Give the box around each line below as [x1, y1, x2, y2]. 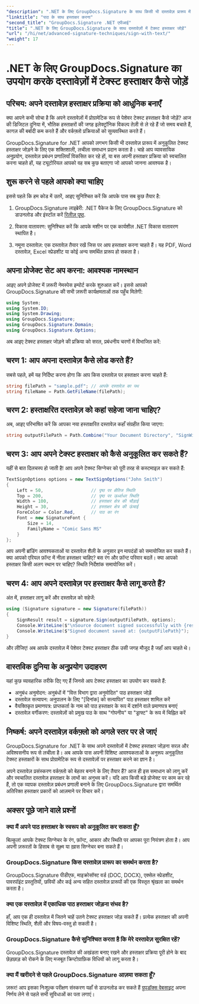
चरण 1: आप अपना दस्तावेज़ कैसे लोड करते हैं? [6, 356, 134, 366]
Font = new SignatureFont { [17, 515, 86, 521]
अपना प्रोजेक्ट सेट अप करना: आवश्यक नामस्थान [6, 266, 138, 276]
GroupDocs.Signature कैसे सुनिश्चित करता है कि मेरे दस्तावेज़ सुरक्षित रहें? [6, 935, 181, 944]
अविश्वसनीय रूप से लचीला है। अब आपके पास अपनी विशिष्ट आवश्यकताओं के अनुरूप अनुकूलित [6, 749, 184, 757]
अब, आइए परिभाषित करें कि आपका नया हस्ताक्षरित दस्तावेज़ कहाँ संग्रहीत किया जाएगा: [6, 421, 164, 428]
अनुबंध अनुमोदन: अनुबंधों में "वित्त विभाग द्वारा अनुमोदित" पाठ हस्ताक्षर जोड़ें [14, 689, 152, 696]
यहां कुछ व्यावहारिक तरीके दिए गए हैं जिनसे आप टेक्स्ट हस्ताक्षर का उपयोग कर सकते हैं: [6, 677, 166, 684]
